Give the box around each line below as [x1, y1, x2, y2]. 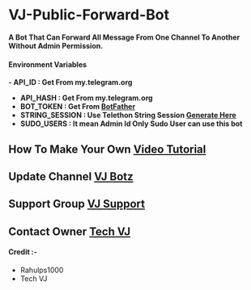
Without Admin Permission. [8, 40, 104, 50]
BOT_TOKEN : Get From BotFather [19, 102, 136, 111]
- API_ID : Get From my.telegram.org [8, 78, 133, 87]
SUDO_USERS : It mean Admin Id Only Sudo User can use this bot [19, 119, 243, 128]
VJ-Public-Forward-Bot [8, 6, 170, 24]
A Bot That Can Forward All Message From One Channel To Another [8, 32, 240, 42]
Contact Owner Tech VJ [8, 225, 131, 238]
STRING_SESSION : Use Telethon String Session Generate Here [19, 111, 236, 120]
